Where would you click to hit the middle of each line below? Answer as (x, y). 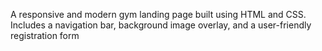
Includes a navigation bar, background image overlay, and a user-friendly (161, 25)
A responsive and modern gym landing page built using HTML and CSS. (158, 14)
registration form (45, 35)
